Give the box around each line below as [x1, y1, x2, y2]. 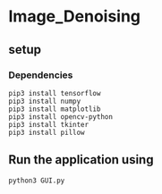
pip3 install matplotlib [8, 105, 101, 114]
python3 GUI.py [8, 176, 65, 185]
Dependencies [8, 69, 73, 81]
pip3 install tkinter [8, 120, 90, 129]
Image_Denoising [8, 6, 141, 27]
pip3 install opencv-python [8, 112, 114, 122]
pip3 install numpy [8, 97, 81, 105]
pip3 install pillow [8, 128, 86, 137]
